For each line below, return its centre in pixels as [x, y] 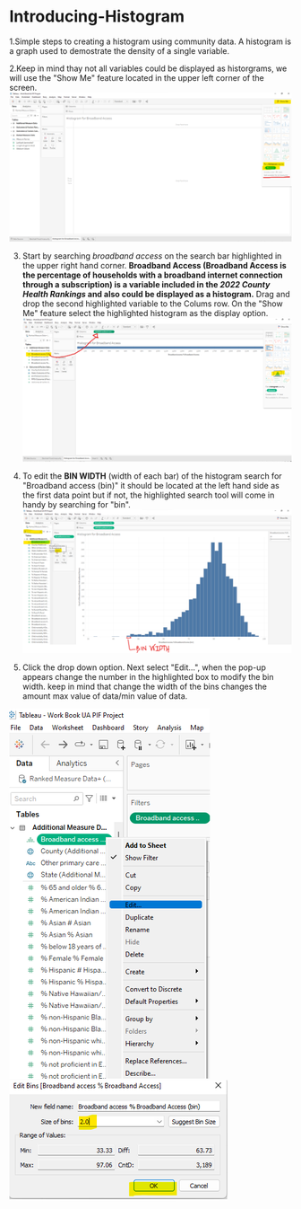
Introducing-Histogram [97, 17]
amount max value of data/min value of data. [105, 696]
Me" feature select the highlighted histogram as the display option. [145, 313]
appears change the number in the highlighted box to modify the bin [148, 676]
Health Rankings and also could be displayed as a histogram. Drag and [156, 295]
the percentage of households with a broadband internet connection [153, 275]
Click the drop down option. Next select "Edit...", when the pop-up [144, 667]
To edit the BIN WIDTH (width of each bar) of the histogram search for [152, 476]
